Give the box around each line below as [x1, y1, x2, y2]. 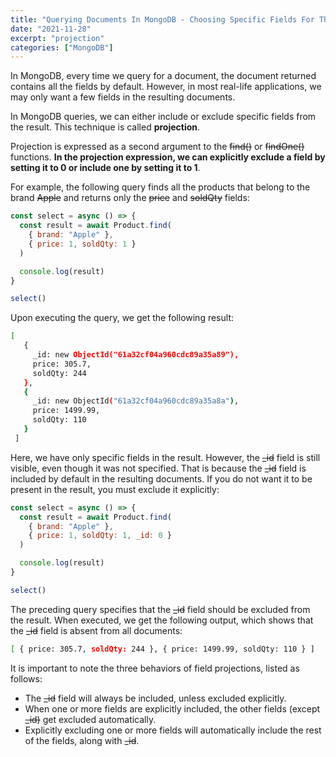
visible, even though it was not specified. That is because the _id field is [10, 462, 307, 474]
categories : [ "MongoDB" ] [10, 42, 114, 53]
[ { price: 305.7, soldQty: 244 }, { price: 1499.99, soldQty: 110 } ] [10, 644, 315, 654]
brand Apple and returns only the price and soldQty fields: [10, 192, 250, 204]
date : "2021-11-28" [10, 24, 92, 34]
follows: [10, 672, 43, 685]
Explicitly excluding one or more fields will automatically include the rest [24, 724, 322, 736]
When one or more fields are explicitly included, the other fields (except [24, 702, 321, 715]
